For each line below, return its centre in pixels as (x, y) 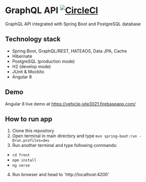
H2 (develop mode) (31, 66)
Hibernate (22, 56)
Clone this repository (33, 131)
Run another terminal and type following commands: (65, 146)
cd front (21, 155)
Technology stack (33, 39)
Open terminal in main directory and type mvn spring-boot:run (74, 136)
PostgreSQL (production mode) (44, 61)
